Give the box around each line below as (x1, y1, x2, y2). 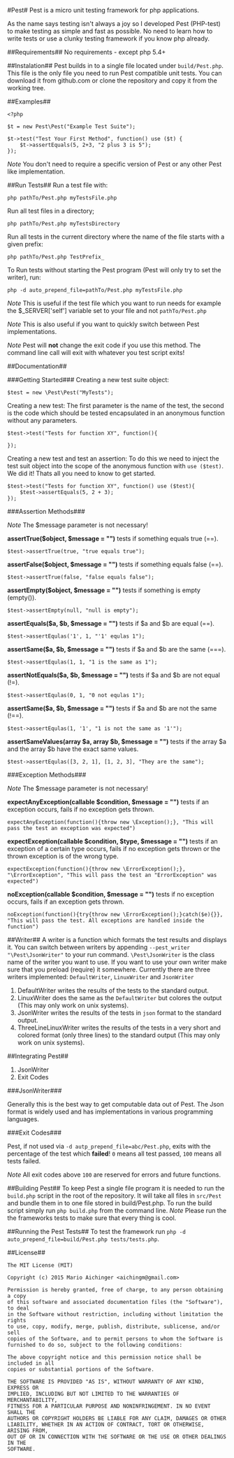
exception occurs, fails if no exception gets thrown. (7, 805, 155, 813)
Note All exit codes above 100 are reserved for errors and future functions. (7, 1170, 221, 1179)
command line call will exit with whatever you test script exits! (7, 349, 185, 356)
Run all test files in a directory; (7, 206, 95, 215)
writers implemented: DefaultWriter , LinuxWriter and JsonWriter (7, 973, 194, 981)
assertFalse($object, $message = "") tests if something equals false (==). (7, 560, 224, 568)
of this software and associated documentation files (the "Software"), (7, 1298, 224, 1305)
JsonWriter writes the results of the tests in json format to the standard (17, 1009, 222, 1017)
